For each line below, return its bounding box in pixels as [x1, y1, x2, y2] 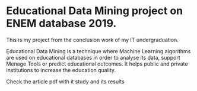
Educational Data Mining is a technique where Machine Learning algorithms [6, 47, 191, 54]
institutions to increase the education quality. [6, 66, 116, 73]
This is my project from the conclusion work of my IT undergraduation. [6, 36, 179, 43]
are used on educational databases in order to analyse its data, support [6, 54, 181, 61]
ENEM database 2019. [6, 17, 117, 30]
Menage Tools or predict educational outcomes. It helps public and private [6, 60, 188, 67]
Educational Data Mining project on [6, 4, 183, 18]
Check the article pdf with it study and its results [6, 78, 125, 85]
